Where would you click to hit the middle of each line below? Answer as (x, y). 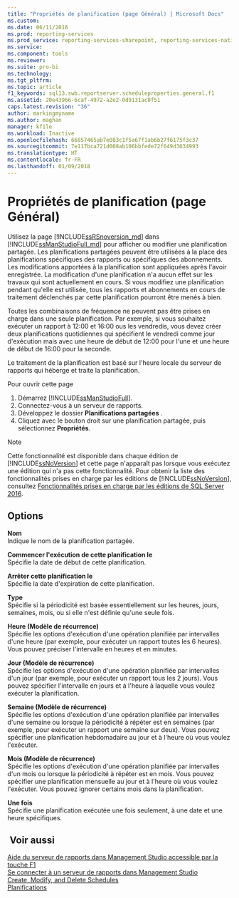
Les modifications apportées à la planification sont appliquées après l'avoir (117, 267)
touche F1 (22, 865)
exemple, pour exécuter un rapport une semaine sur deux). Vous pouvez (113, 729)
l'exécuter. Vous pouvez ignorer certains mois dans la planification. (106, 789)
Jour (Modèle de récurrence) (51, 663)
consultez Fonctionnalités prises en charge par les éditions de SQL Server (116, 486)
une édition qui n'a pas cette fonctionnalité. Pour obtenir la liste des (106, 470)
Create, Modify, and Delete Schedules (63, 880)
